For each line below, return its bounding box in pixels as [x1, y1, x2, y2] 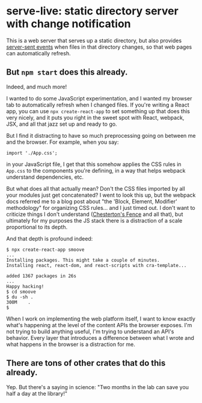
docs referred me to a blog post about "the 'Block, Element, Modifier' [6, 197, 177, 205]
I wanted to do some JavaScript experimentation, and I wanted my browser [6, 94, 192, 102]
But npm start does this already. [6, 67, 128, 78]
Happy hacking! [6, 283, 44, 289]
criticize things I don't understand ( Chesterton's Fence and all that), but [6, 211, 183, 218]
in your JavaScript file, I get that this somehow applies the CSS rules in [6, 161, 182, 168]
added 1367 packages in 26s [6, 272, 77, 279]
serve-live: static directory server [6, 4, 179, 18]
